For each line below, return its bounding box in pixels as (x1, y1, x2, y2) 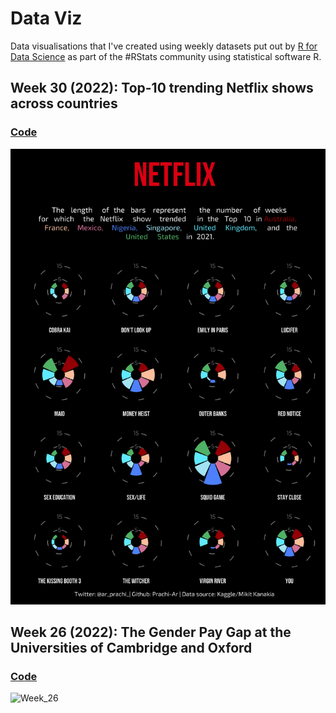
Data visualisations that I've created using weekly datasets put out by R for (10, 40, 318, 52)
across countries (10, 95, 118, 112)
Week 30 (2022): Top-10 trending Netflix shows (10, 80, 314, 97)
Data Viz (10, 7, 83, 30)
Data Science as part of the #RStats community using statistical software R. (10, 50, 322, 62)
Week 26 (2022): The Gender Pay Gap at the (10, 623, 292, 641)
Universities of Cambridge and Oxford (10, 639, 253, 656)
